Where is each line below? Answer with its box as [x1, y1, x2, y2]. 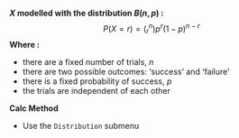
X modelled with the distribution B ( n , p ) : [9, 8, 164, 18]
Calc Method [9, 103, 59, 114]
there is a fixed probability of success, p [22, 76, 172, 87]
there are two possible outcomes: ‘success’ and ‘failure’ [22, 67, 230, 78]
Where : [9, 40, 41, 51]
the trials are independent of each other [22, 86, 171, 97]
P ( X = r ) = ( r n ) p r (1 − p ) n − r [103, 22, 200, 36]
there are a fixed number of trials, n [22, 57, 154, 68]
